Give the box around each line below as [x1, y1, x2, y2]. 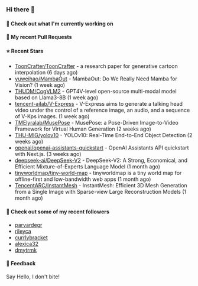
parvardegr [14, 221, 43, 228]
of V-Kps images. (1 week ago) [14, 113, 90, 120]
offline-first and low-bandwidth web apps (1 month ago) [14, 175, 151, 183]
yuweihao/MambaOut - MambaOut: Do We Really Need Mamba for [14, 75, 177, 82]
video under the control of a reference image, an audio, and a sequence [14, 106, 190, 114]
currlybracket [14, 233, 48, 241]
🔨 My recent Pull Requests [6, 34, 72, 41]
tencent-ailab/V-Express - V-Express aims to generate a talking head [14, 100, 183, 108]
